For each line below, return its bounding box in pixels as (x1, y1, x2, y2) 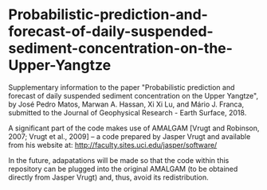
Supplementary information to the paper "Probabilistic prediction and (8, 82, 235, 92)
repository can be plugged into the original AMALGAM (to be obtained (8, 164, 238, 173)
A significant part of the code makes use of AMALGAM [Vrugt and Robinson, (8, 123, 260, 133)
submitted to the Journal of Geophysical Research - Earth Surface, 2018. (8, 107, 247, 117)
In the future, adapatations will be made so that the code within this (8, 155, 230, 165)
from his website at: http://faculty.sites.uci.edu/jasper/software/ (8, 140, 218, 149)
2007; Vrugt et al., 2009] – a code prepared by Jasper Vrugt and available (8, 131, 251, 141)
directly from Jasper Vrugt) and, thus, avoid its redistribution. (8, 173, 209, 182)
